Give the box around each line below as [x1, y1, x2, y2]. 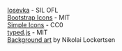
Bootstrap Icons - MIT [7, 13, 70, 22]
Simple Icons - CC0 [7, 21, 64, 29]
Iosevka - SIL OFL [7, 6, 59, 14]
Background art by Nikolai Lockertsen [7, 36, 116, 44]
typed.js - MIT [7, 28, 48, 36]
